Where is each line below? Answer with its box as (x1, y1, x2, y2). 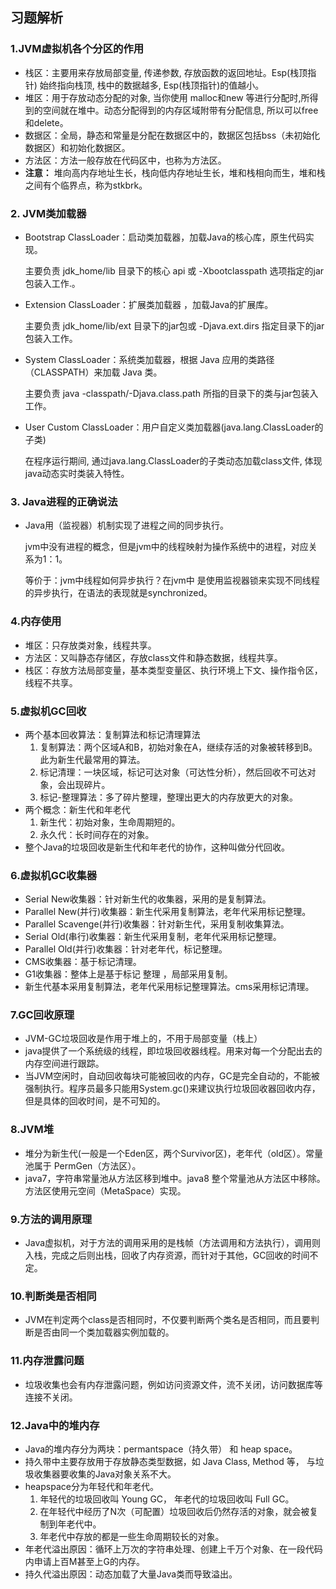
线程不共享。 (24, 676, 78, 688)
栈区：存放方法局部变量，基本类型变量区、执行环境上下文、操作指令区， (24, 664, 323, 676)
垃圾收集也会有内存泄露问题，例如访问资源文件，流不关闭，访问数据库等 (24, 1378, 323, 1390)
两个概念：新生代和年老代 (24, 803, 131, 815)
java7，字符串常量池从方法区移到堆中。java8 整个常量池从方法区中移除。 (24, 1172, 326, 1184)
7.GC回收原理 (10, 1008, 75, 1022)
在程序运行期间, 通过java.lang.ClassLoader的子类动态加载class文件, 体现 (24, 454, 323, 467)
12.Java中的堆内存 (10, 1418, 100, 1432)
